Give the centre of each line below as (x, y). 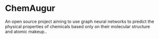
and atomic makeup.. (26, 31)
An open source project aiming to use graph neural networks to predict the (79, 21)
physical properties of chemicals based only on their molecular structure (78, 26)
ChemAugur (30, 8)
